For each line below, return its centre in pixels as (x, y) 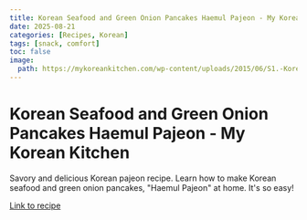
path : (28, 69)
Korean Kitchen (70, 153)
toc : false (30, 52)
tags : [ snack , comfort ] (55, 43)
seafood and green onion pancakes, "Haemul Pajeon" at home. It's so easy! (152, 187)
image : (22, 60)
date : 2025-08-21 (42, 26)
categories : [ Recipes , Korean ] (69, 35)
